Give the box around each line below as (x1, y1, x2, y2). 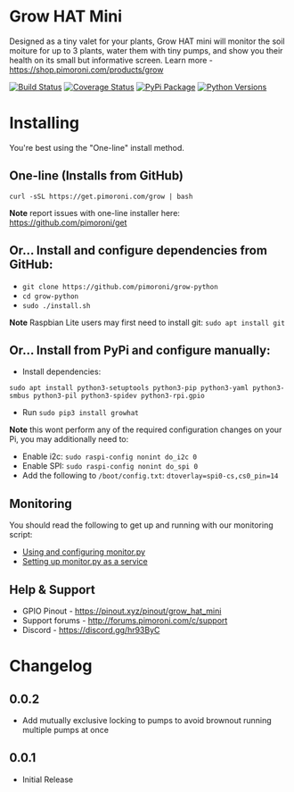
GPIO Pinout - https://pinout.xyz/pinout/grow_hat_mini (21, 605, 222, 616)
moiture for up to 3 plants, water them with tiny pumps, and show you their (9, 45, 283, 55)
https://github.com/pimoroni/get (9, 217, 127, 228)
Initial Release (21, 774, 74, 785)
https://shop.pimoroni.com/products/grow (9, 64, 164, 75)
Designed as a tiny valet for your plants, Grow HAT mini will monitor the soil (9, 36, 285, 46)
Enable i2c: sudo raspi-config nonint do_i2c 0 (21, 451, 198, 462)
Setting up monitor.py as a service (21, 556, 149, 567)
